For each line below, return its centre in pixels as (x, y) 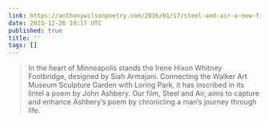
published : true (35, 30)
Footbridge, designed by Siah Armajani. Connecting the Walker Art (138, 77)
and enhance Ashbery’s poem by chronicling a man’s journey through (142, 102)
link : (17, 16)
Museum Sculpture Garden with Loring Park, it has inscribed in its (136, 85)
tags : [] (23, 45)
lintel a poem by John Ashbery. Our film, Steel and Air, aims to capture (144, 93)
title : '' (25, 38)
